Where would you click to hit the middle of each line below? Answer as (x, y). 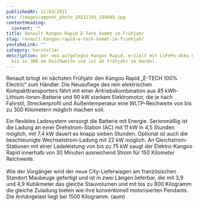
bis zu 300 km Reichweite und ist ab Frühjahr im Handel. (85, 61)
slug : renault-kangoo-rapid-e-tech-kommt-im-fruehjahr (75, 39)
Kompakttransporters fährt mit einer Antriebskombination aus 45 (85, 91)
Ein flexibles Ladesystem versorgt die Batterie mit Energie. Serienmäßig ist (97, 121)
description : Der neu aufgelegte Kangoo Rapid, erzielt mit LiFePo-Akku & (100, 56)
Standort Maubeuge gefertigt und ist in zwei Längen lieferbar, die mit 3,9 (95, 178)
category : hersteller (33, 50)
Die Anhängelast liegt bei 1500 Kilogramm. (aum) (66, 197)
